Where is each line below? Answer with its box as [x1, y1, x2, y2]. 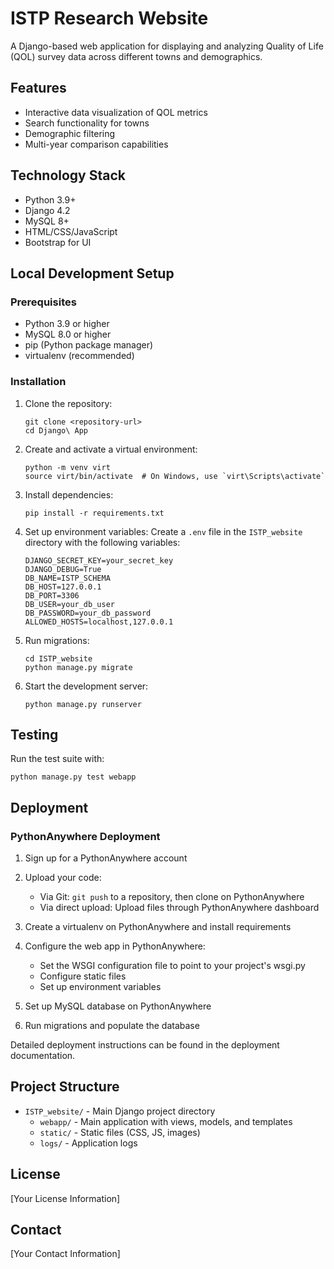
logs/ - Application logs [39, 1137, 138, 1149]
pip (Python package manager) [24, 339, 154, 351]
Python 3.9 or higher [24, 318, 110, 330]
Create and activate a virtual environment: [24, 443, 198, 455]
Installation [10, 375, 67, 389]
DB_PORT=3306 [24, 590, 80, 601]
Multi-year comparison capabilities [24, 138, 169, 150]
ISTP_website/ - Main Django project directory [24, 1105, 216, 1117]
